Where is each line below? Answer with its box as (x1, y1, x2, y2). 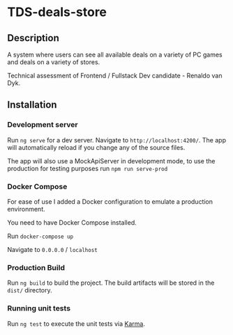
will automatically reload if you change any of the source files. (7, 143, 186, 151)
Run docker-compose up (7, 232, 74, 240)
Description (7, 32, 59, 44)
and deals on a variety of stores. (7, 58, 100, 66)
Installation (7, 99, 57, 111)
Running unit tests (7, 304, 71, 313)
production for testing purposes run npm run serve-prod (7, 164, 168, 172)
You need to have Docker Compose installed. (7, 218, 137, 227)
